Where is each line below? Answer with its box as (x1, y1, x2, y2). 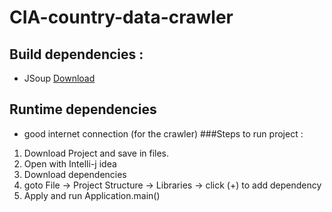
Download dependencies (23, 168, 127, 180)
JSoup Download (23, 72, 96, 84)
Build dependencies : (9, 46, 144, 63)
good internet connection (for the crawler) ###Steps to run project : (23, 127, 304, 140)
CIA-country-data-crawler (9, 6, 234, 29)
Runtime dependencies (9, 101, 157, 118)
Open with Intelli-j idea (23, 157, 117, 170)
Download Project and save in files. (23, 147, 170, 159)
